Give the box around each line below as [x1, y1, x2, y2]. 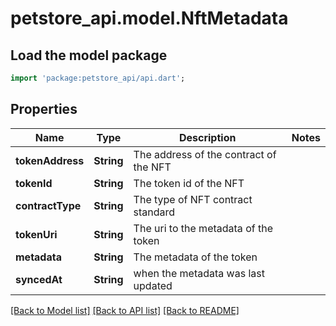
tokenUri [15, 227, 58, 241]
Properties [10, 101, 78, 118]
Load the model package [10, 47, 168, 64]
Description [178, 130, 237, 144]
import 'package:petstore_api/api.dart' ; [10, 73, 186, 83]
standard [133, 205, 176, 219]
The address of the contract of [133, 147, 277, 161]
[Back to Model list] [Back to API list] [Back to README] [10, 304, 240, 316]
